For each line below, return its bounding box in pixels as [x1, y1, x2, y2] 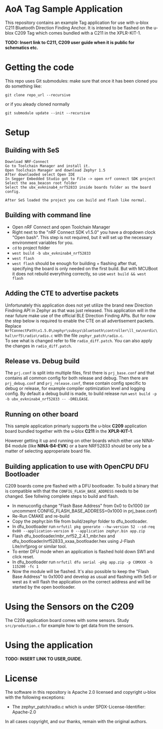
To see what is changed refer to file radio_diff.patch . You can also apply [5, 337, 152, 343]
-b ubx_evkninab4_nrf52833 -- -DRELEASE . [5, 396, 90, 402]
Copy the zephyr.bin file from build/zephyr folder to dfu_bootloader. [12, 518, 148, 524]
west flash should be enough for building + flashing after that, [12, 260, 138, 266]
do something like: [5, 83, 42, 89]
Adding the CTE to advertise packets [5, 289, 119, 298]
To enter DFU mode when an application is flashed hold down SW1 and [12, 549, 155, 554]
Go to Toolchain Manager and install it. [5, 163, 91, 168]
